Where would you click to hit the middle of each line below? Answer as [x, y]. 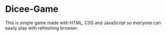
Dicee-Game [32, 9]
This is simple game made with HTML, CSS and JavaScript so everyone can [83, 23]
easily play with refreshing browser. [42, 28]
